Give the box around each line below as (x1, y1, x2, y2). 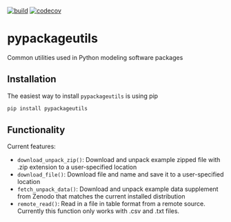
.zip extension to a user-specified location (17, 163, 137, 172)
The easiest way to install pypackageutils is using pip (7, 92, 159, 100)
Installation (7, 73, 57, 85)
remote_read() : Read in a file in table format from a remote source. (17, 200, 205, 208)
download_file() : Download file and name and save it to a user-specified (17, 170, 224, 179)
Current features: (7, 142, 57, 151)
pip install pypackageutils (7, 105, 88, 112)
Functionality (7, 124, 66, 136)
